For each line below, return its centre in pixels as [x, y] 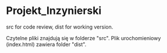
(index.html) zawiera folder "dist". [46, 44]
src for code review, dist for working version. [60, 27]
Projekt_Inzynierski [54, 11]
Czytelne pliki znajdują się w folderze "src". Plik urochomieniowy [83, 38]
